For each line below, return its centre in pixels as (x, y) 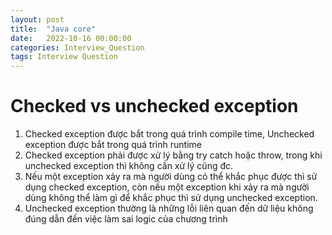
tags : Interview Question (64, 57)
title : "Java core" (53, 29)
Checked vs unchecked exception (154, 106)
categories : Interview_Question (77, 47)
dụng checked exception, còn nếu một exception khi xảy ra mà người (167, 187)
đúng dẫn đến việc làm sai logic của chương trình (126, 219)
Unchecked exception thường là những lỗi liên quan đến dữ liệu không (169, 208)
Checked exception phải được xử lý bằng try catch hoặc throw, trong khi (173, 155)
